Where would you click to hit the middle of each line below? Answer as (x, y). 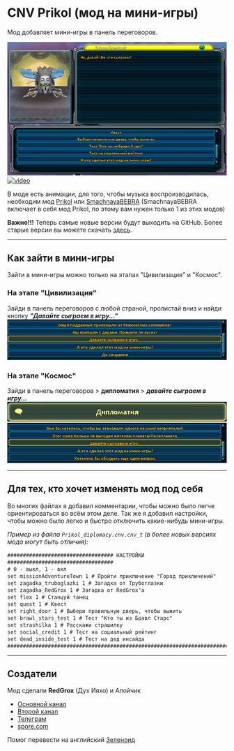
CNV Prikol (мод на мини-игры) (103, 13)
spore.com (33, 727)
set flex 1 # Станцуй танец (48, 597)
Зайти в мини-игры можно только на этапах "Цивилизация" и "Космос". (115, 275)
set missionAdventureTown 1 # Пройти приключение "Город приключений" (112, 576)
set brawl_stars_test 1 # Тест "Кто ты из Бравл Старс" (90, 618)
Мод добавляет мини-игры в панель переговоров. (83, 32)
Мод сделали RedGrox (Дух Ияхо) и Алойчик (74, 691)
